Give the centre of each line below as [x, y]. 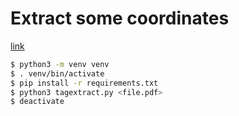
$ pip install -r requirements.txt [84, 83]
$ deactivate [37, 102]
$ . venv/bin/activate [57, 73]
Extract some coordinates [120, 18]
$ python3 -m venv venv [60, 64]
